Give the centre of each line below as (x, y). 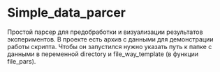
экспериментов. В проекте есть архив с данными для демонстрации (110, 39)
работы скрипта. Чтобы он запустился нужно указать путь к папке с (110, 46)
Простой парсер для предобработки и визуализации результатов (105, 32)
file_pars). (22, 61)
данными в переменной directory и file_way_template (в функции (103, 54)
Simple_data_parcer (67, 13)
